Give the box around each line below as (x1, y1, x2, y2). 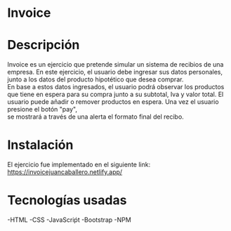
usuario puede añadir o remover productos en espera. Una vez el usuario (7, 98, 219, 106)
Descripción (7, 37, 80, 53)
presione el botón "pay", (7, 105, 77, 114)
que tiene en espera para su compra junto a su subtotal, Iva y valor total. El (7, 90, 224, 99)
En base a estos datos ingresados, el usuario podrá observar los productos (7, 83, 225, 91)
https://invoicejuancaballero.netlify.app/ (7, 168, 123, 176)
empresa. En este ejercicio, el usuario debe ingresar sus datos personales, (7, 68, 223, 77)
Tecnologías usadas (7, 192, 127, 209)
